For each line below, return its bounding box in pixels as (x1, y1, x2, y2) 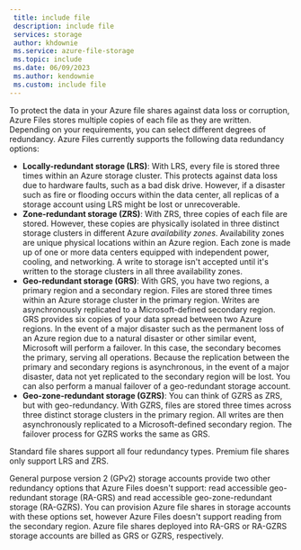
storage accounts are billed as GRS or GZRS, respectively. (9, 530, 225, 541)
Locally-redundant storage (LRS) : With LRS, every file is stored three (22, 160, 280, 171)
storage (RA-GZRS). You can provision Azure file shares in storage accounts (9, 501, 291, 512)
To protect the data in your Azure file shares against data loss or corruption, (9, 104, 290, 115)
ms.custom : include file (13, 80, 106, 89)
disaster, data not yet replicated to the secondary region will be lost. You (22, 371, 290, 382)
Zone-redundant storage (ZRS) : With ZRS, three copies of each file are (22, 208, 288, 219)
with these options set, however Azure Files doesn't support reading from (9, 510, 282, 522)
